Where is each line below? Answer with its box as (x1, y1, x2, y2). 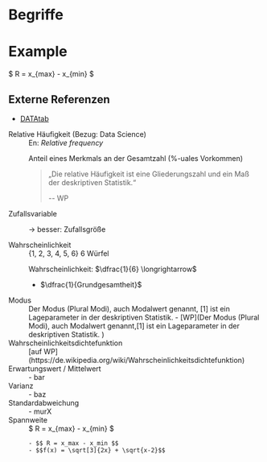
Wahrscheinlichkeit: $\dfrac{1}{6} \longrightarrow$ (28, 264, 197, 274)
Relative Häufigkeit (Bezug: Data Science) (8, 129, 147, 138)
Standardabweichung (8, 398, 80, 407)
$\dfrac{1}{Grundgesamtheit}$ (39, 279, 142, 289)
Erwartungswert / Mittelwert (8, 364, 102, 373)
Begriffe (8, 6, 64, 24)
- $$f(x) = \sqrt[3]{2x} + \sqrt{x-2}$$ (28, 446, 166, 454)
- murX (28, 406, 52, 416)
